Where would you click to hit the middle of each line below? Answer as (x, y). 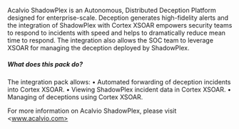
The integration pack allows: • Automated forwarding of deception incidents (119, 82)
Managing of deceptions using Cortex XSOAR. (75, 97)
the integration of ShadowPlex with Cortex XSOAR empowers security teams (120, 25)
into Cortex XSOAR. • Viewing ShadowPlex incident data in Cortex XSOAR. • (119, 89)
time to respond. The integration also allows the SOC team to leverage (111, 40)
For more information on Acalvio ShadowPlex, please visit (92, 111)
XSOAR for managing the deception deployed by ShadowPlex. (98, 48)
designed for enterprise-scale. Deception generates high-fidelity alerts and (118, 18)
